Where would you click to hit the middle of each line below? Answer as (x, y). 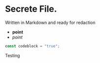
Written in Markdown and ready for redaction (50, 22)
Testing (13, 55)
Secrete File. (31, 9)
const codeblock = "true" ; (32, 46)
